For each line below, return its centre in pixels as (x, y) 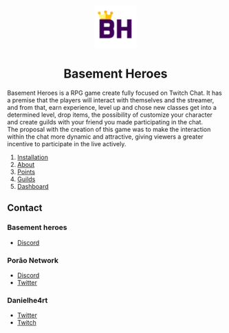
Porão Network (33, 260)
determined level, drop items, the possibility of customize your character (110, 115)
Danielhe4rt (28, 300)
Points (26, 172)
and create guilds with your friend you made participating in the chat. (105, 122)
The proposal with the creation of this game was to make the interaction (109, 129)
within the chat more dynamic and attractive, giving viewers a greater (106, 137)
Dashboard (33, 186)
